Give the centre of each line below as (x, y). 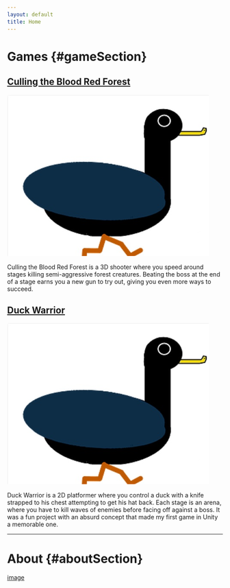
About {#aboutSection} (75, 558)
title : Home (24, 22)
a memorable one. (33, 524)
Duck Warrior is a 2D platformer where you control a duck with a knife (105, 495)
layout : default (30, 14)
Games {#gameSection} (77, 57)
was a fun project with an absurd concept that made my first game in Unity (113, 517)
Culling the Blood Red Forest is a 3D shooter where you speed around (105, 267)
